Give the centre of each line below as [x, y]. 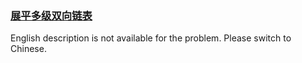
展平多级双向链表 [51, 15]
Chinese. [28, 49]
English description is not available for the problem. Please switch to [151, 38]
